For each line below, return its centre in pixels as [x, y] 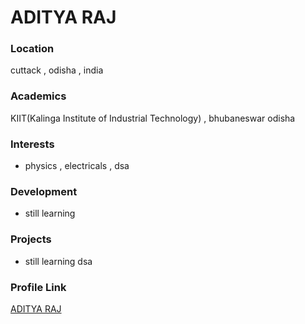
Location [32, 49]
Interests [32, 144]
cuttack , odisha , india [57, 70]
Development [44, 191]
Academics [38, 96]
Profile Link [38, 287]
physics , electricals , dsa [77, 166]
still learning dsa [58, 261]
